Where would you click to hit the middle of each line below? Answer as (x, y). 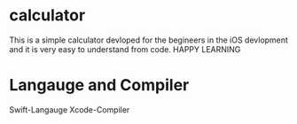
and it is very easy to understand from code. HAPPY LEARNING (125, 49)
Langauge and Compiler (99, 85)
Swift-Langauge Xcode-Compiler (70, 109)
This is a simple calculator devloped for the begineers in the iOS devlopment (148, 40)
